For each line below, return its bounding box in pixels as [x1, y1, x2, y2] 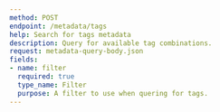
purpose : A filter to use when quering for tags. [17, 89, 208, 98]
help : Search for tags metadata [9, 30, 131, 39]
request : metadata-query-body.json [9, 47, 144, 56]
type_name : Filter [17, 80, 88, 89]
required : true [17, 72, 75, 81]
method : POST [9, 13, 59, 23]
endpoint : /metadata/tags [9, 22, 107, 31]
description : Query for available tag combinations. [9, 38, 213, 48]
